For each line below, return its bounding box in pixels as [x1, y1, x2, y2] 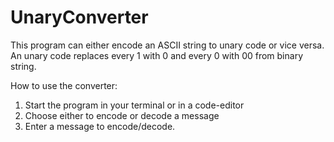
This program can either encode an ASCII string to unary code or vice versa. [10, 39, 325, 51]
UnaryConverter [10, 6, 149, 29]
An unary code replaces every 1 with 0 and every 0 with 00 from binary [10, 49, 304, 61]
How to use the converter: [10, 79, 118, 91]
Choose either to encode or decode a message [24, 109, 220, 121]
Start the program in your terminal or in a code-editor [24, 99, 245, 111]
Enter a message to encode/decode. [24, 120, 176, 132]
